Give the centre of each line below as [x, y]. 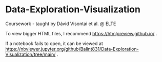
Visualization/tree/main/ [31, 54]
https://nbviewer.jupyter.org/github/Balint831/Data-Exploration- [72, 49]
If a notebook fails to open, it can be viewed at [54, 43]
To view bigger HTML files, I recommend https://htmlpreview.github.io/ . [81, 33]
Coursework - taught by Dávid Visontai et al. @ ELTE [61, 24]
